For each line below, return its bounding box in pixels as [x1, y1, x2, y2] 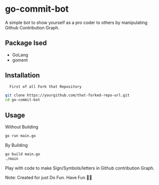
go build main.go [5, 151, 40, 157]
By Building [5, 142, 28, 148]
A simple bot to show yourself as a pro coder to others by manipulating [5, 20, 148, 25]
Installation [5, 71, 40, 80]
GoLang [12, 52, 28, 58]
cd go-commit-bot [5, 98, 40, 103]
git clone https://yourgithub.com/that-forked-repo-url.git [5, 93, 130, 98]
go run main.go [5, 133, 36, 138]
